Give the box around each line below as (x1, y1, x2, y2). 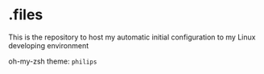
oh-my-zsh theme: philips (8, 56, 97, 66)
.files (8, 6, 43, 24)
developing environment (8, 40, 89, 50)
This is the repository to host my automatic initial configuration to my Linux (8, 32, 256, 42)
